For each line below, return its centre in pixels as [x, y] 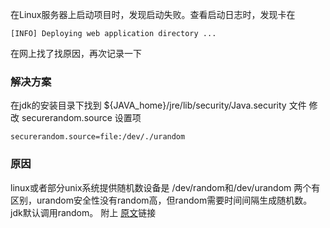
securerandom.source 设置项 [81, 118]
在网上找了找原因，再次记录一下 [76, 53]
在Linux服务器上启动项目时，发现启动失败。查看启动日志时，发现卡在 [153, 14]
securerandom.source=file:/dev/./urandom [98, 137]
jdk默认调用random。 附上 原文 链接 [83, 212]
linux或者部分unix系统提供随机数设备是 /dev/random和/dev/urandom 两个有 [165, 187]
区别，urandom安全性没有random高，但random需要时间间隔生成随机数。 [161, 200]
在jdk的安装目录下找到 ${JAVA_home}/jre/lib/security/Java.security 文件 [158, 105]
